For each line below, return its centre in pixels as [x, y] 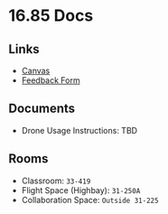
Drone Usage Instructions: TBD [79, 130]
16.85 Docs [51, 16]
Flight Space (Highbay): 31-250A [81, 190]
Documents [42, 109]
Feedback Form [51, 80]
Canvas [36, 70]
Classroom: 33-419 [56, 181]
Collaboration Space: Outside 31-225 [90, 200]
